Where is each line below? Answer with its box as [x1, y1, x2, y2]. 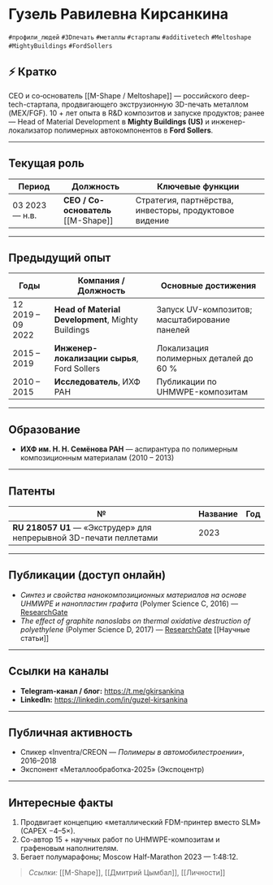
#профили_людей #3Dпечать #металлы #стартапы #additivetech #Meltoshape [8, 33, 252, 41]
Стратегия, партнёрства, [135, 194, 234, 206]
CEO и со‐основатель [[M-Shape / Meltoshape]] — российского [8, 90, 228, 100]
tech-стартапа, [8, 99, 60, 109]
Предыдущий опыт [8, 251, 111, 264]
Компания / [77, 275, 126, 286]
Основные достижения [161, 280, 257, 291]
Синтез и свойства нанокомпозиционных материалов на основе [19, 590, 247, 599]
